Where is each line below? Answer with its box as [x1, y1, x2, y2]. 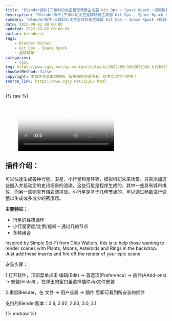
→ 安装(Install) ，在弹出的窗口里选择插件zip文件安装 [5, 278, 115, 284]
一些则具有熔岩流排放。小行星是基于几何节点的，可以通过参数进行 [23, 189, 162, 195]
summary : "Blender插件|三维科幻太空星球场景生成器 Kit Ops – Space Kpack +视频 [5, 17, 166, 22]
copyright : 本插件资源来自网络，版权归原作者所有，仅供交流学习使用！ [5, 74, 137, 79]
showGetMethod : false [5, 70, 52, 75]
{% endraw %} [5, 310, 37, 316]
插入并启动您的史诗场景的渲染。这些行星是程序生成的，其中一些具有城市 [9, 182, 162, 188]
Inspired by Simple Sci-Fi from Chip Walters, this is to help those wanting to [5, 240, 165, 246]
